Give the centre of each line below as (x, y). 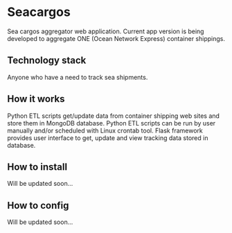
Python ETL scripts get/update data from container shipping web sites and (114, 116)
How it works (36, 99)
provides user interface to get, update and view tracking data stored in (108, 138)
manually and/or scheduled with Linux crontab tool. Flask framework (105, 130)
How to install (37, 167)
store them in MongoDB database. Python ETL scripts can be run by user (111, 123)
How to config (38, 205)
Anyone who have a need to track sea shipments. (78, 77)
